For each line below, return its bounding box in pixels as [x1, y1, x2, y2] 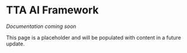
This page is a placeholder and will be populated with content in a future [6, 34, 181, 41]
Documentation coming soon [6, 23, 76, 30]
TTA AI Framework [6, 3, 99, 17]
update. [6, 40, 25, 47]
